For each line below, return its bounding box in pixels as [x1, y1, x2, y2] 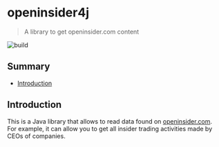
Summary [7, 60, 50, 73]
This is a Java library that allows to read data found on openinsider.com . [7, 117, 213, 125]
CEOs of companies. [7, 132, 66, 140]
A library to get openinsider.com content [23, 27, 140, 36]
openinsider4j [7, 5, 90, 21]
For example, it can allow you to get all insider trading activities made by [7, 124, 213, 133]
